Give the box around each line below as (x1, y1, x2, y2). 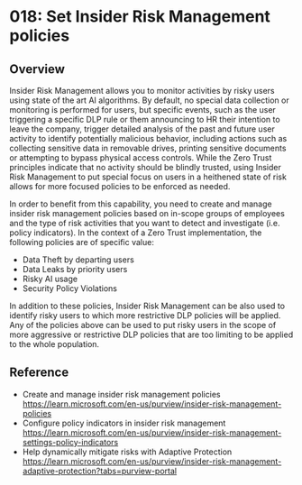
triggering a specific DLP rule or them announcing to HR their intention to (9, 114, 281, 124)
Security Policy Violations (22, 283, 117, 294)
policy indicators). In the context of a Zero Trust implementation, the (9, 227, 262, 238)
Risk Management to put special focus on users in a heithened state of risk (9, 171, 287, 182)
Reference (9, 365, 69, 380)
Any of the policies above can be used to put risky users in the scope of (9, 320, 277, 330)
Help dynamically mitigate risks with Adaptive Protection (22, 446, 233, 457)
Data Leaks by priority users (22, 264, 128, 274)
